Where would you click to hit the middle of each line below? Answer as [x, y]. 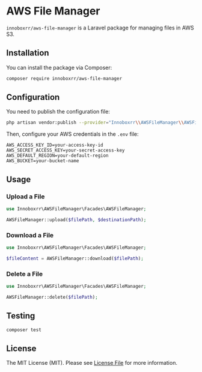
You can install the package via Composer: [59, 67]
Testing [21, 316]
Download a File [30, 235]
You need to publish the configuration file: [58, 112]
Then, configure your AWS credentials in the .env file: [73, 134]
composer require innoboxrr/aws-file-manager [64, 78]
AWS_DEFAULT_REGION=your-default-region [58, 156]
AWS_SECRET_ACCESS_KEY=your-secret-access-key [66, 151]
